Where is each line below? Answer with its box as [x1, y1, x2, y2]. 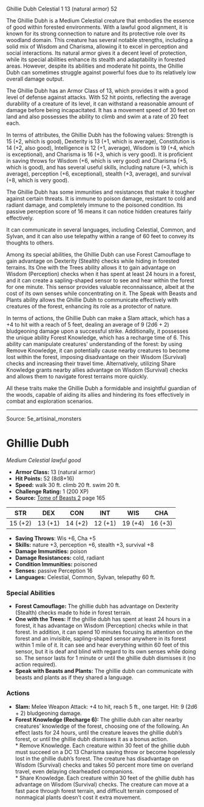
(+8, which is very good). [6, 177, 69, 183]
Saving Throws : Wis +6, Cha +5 [15, 535, 96, 542]
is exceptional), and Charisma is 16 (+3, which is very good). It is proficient [6, 151, 193, 158]
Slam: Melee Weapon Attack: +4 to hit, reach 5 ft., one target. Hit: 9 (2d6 [15, 703, 197, 710]
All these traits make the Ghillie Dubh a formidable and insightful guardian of [6, 385, 197, 392]
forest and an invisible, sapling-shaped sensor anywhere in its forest [15, 635, 186, 642]
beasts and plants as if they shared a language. [15, 674, 134, 681]
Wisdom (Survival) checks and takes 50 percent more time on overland [15, 761, 194, 769]
